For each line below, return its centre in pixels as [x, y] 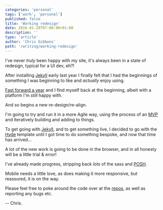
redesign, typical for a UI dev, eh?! [40, 66]
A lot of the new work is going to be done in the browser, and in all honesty [81, 149]
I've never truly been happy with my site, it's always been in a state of [76, 60]
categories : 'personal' [29, 10]
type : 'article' [22, 37]
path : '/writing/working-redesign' [41, 46]
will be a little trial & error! [31, 154]
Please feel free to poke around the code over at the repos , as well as [75, 188]
